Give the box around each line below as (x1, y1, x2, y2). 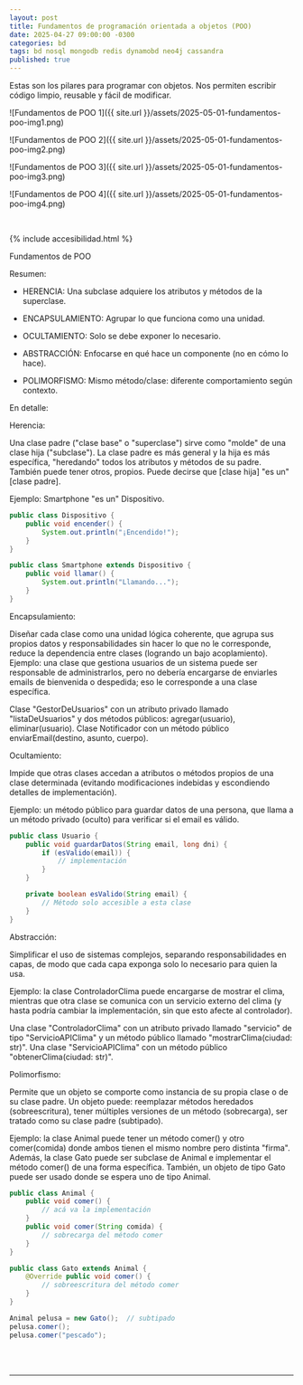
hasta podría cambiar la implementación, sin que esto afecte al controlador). (9, 1005, 293, 1016)
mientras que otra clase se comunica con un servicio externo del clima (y (9, 995, 282, 1006)
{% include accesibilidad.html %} (9, 233, 133, 244)
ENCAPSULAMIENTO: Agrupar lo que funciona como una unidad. (22, 313, 266, 324)
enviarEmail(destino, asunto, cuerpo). (9, 732, 149, 743)
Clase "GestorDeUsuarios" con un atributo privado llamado (9, 703, 229, 715)
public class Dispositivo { (9, 511, 115, 520)
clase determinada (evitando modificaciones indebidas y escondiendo (9, 777, 271, 788)
